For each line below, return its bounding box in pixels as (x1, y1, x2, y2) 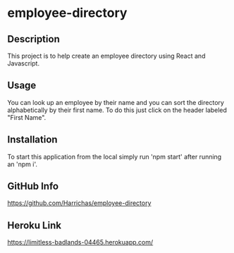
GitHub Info (7, 180, 58, 192)
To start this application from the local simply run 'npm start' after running (7, 152, 222, 161)
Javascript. (7, 59, 40, 68)
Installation (7, 134, 58, 146)
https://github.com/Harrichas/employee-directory (7, 199, 152, 207)
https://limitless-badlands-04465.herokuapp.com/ (7, 238, 154, 247)
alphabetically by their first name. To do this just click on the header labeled (7, 106, 228, 114)
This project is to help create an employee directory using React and (7, 51, 206, 60)
